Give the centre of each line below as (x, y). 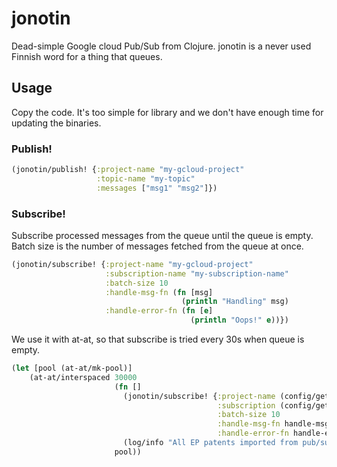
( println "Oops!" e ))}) (239, 320)
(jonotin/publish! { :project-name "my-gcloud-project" (128, 170)
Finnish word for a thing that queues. (87, 56)
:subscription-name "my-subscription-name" (197, 273)
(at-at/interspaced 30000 (83, 377)
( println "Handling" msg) (235, 302)
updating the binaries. (56, 123)
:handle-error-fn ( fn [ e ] (159, 311)
